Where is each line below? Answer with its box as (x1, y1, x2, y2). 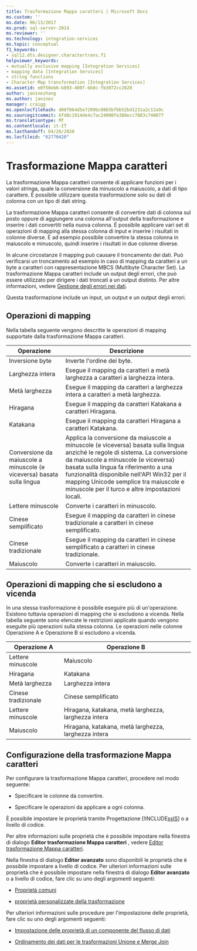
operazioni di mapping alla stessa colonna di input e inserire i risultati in (6, 227, 179, 235)
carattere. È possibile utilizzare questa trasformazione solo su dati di (6, 191, 171, 198)
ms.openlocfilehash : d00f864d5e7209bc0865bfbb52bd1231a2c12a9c (6, 107, 164, 113)
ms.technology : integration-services (6, 36, 98, 42)
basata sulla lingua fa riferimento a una (65, 463, 172, 471)
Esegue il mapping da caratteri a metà (65, 366, 170, 374)
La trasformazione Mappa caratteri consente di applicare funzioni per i (6, 178, 177, 185)
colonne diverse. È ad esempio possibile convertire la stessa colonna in (6, 233, 179, 241)
